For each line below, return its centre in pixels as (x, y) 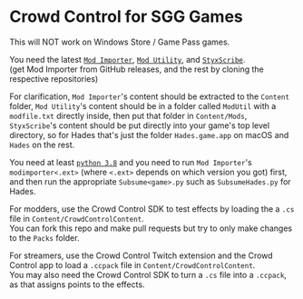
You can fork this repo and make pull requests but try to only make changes (151, 228)
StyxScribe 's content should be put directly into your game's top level (140, 125)
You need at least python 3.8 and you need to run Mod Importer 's (131, 162)
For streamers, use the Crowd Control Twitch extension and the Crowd (142, 255)
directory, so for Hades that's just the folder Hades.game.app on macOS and (149, 135)
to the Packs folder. (44, 237)
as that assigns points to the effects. (77, 284)
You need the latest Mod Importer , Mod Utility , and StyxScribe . (127, 59)
